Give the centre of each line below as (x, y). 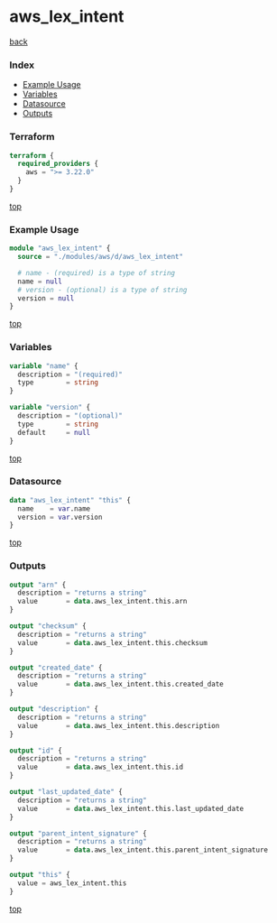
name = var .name (54, 508)
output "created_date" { (56, 668)
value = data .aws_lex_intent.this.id (100, 767)
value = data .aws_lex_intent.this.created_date (120, 684)
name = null (40, 282)
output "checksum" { (48, 626)
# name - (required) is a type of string (97, 272)
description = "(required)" (70, 374)
